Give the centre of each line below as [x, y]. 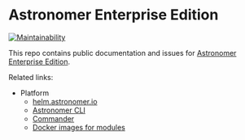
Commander [53, 118]
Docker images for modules [79, 127]
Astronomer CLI [59, 110]
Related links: [31, 77]
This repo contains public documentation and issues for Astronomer [122, 53]
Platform [35, 93]
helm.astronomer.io [65, 101]
